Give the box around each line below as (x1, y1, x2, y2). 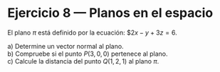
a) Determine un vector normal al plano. (7, 42, 124, 50)
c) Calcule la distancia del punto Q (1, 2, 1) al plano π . (7, 56, 159, 65)
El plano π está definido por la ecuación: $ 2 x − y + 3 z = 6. (7, 28, 177, 37)
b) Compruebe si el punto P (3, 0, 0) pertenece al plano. (7, 49, 168, 58)
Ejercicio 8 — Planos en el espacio (7, 5, 214, 21)
